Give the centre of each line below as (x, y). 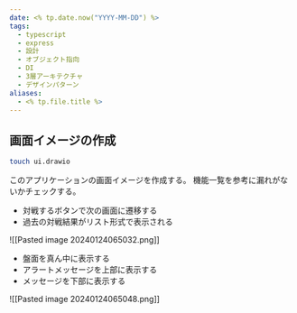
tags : (19, 26)
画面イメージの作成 (63, 140)
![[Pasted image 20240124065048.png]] (85, 299)
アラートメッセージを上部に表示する (90, 270)
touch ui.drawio (40, 162)
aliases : (26, 93)
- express (36, 43)
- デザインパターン (48, 85)
